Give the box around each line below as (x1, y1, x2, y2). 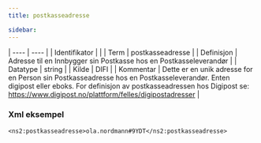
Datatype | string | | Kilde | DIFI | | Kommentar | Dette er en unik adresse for (8, 64, 254, 73)
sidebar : (8, 25, 37, 34)
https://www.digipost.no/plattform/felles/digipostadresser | (8, 89, 199, 99)
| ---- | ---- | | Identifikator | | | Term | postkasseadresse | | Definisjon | (8, 47, 238, 57)
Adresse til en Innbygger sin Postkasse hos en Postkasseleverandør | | (8, 56, 237, 66)
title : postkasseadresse (8, 11, 90, 20)
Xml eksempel (8, 109, 65, 120)
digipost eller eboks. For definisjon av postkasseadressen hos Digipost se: (8, 81, 250, 91)
